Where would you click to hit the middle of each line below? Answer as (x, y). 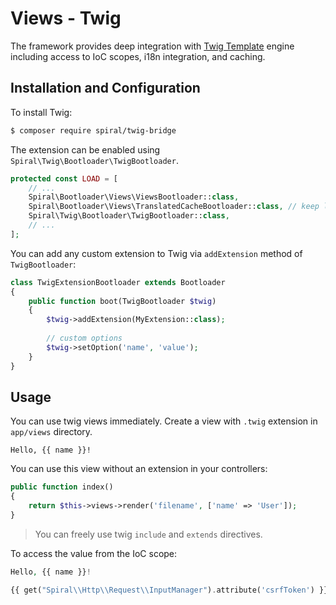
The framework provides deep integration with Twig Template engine (152, 46)
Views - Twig (66, 18)
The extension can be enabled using (85, 149)
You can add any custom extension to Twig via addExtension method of (156, 253)
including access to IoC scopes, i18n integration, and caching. (138, 56)
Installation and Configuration (105, 88)
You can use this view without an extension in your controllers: (139, 469)
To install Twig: (41, 112)
